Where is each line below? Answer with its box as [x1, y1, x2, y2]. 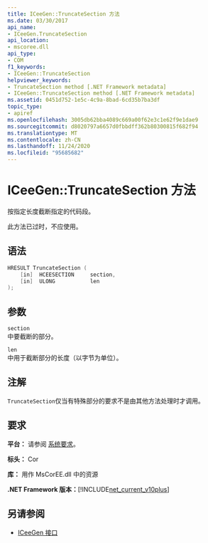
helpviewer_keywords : [7, 76, 72, 84]
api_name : [7, 23, 37, 31]
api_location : [7, 37, 50, 44]
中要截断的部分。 [7, 332, 58, 341]
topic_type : [7, 103, 43, 110]
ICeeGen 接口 [17, 528, 58, 537]
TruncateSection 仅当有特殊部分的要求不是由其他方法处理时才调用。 [7, 396, 204, 405]
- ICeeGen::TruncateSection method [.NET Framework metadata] [7, 90, 195, 97]
